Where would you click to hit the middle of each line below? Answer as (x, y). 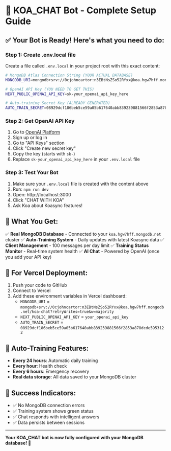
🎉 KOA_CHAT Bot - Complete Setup (81, 10)
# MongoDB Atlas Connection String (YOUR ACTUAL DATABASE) (69, 75)
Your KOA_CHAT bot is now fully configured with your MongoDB (74, 437)
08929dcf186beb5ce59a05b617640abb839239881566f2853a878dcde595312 (92, 328)
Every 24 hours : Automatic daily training (55, 360)
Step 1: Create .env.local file (41, 55)
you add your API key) (28, 257)
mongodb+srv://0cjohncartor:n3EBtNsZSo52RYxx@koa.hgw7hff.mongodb (92, 307)
